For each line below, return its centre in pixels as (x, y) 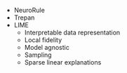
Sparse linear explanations (63, 62)
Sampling (38, 55)
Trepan (24, 18)
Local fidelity (43, 40)
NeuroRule (29, 10)
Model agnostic (47, 47)
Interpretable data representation (72, 32)
